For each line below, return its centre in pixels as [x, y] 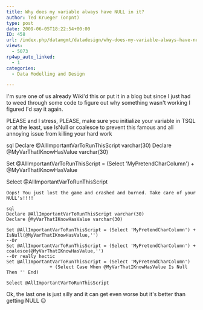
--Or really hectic [31, 257]
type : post [20, 23]
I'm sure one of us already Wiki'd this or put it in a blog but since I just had [98, 96]
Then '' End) [23, 272]
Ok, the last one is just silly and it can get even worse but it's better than [96, 294]
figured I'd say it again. [35, 109]
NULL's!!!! [20, 198]
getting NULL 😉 [26, 301]
